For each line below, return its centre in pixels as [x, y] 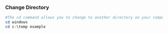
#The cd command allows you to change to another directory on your [78, 18]
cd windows [16, 22]
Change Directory [27, 7]
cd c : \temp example [25, 27]
